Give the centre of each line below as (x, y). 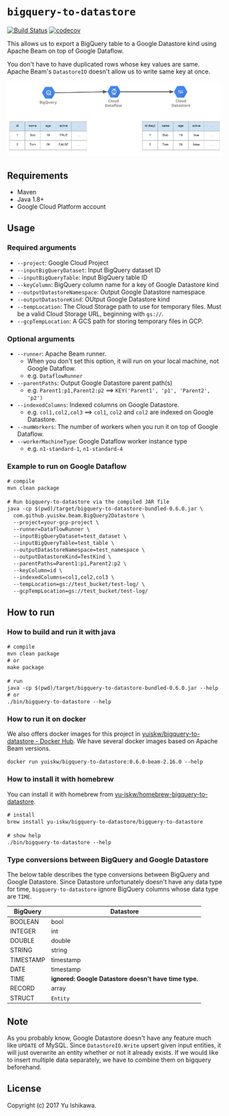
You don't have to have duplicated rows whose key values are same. (104, 64)
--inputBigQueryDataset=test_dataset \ (70, 536)
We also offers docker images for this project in (74, 734)
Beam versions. (29, 749)
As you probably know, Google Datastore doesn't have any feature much (109, 1038)
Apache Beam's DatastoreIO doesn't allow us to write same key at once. (109, 71)
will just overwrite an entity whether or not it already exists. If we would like (113, 1053)
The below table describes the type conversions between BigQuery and (108, 874)
